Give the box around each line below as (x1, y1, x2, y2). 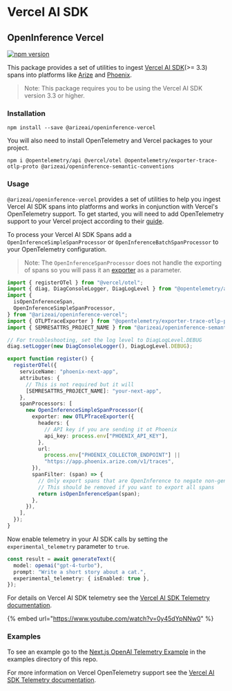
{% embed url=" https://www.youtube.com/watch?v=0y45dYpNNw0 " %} (7, 614, 214, 623)
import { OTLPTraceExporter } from (7, 317, 110, 325)
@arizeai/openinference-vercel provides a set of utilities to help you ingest (7, 195, 221, 203)
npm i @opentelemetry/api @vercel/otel (7, 157, 122, 164)
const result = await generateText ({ (7, 556, 116, 562)
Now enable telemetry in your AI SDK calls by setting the (7, 535, 168, 543)
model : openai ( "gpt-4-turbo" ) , (13, 562, 104, 569)
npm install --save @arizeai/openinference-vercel (7, 124, 156, 131)
